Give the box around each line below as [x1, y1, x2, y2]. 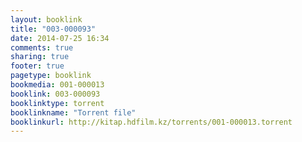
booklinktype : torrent [10, 98, 105, 108]
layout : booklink [10, 14, 83, 25]
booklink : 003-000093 [10, 89, 101, 99]
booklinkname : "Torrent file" [10, 107, 137, 118]
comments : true [10, 42, 74, 53]
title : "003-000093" [10, 24, 97, 34]
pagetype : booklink [10, 71, 92, 81]
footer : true [10, 61, 65, 71]
